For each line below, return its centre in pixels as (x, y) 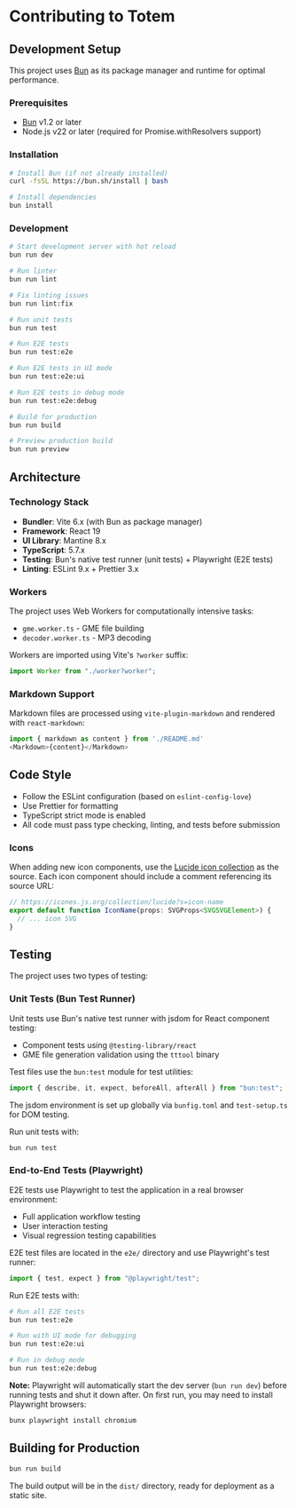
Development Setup (65, 49)
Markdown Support (52, 694)
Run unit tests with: (44, 1131)
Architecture (45, 477)
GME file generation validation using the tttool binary (121, 1054)
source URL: (32, 886)
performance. (34, 80)
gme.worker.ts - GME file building (83, 629)
